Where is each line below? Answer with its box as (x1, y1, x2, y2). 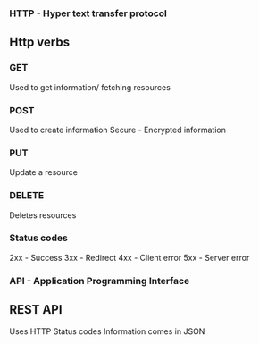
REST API (9, 302, 63, 317)
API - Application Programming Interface (9, 274, 190, 287)
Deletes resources (9, 209, 77, 221)
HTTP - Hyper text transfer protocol (9, 7, 168, 20)
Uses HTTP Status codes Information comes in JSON (9, 325, 205, 337)
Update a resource (9, 167, 79, 178)
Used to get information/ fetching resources (9, 81, 171, 92)
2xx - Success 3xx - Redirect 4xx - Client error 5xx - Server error (9, 252, 250, 263)
